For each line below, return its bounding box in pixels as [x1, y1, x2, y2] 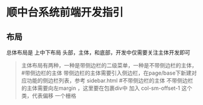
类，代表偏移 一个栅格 [21, 92, 77, 99]
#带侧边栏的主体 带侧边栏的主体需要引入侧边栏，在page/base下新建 [21, 69, 192, 76]
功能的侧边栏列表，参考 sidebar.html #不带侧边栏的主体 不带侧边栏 [26, 77, 193, 84]
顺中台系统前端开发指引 [6, 5, 124, 19]
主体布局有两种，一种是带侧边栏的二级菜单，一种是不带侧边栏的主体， [21, 62, 198, 69]
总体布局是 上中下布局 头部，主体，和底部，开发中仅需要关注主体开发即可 [6, 49, 190, 56]
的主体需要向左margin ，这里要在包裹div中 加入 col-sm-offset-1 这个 [21, 84, 193, 92]
